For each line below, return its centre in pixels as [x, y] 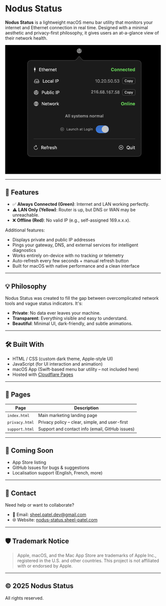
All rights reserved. [24, 598]
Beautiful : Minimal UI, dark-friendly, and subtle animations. [72, 324]
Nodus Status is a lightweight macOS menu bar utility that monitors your [79, 22]
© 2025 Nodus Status [40, 586]
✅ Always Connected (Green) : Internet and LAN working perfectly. [81, 204]
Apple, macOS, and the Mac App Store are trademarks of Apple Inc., [87, 555]
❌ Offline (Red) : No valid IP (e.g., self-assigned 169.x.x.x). [71, 220]
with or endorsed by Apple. [45, 566]
